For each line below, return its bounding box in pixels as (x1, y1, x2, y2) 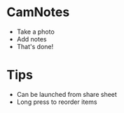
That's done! (16, 42, 54, 51)
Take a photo (16, 27, 55, 36)
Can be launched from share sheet (16, 90, 117, 98)
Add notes (16, 34, 47, 43)
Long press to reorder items (16, 98, 97, 106)
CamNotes (6, 4, 70, 20)
